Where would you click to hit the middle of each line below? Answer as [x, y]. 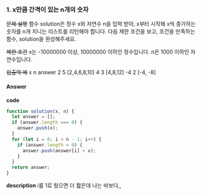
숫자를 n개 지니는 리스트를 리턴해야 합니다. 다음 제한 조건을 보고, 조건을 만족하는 [101, 31]
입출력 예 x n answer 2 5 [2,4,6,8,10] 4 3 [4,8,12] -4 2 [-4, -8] [81, 72]
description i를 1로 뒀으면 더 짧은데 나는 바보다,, [64, 185]
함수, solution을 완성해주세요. [41, 39]
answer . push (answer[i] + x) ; [59, 150]
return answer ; [31, 168]
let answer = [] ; [34, 117]
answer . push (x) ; [38, 128]
